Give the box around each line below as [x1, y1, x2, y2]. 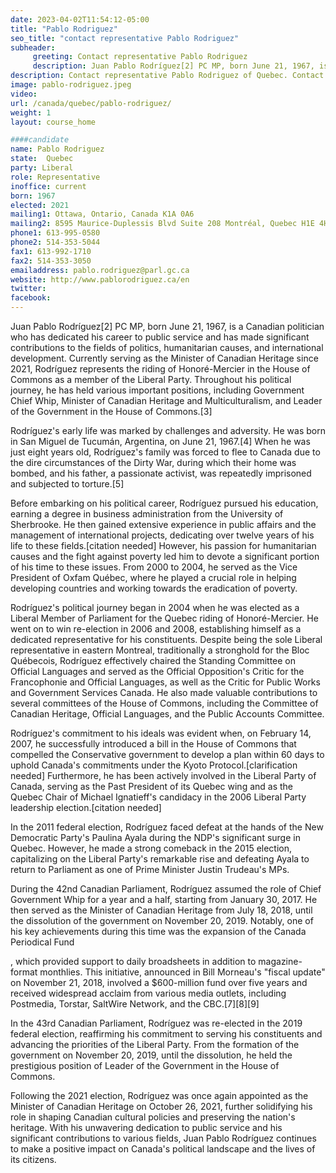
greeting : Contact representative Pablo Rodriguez [32, 52, 248, 62]
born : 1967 [10, 191, 56, 201]
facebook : [10, 293, 52, 303]
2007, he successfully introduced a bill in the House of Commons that [10, 738, 297, 750]
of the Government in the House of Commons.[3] [10, 406, 213, 417]
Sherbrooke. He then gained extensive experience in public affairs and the [10, 519, 317, 530]
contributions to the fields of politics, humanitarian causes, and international [10, 342, 324, 353]
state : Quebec [10, 154, 74, 164]
